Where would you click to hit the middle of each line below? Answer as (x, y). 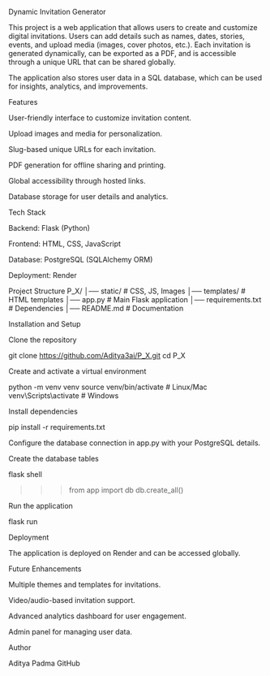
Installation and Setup (45, 324)
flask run (23, 522)
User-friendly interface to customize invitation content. (100, 118)
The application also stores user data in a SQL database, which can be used (135, 78)
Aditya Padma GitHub (45, 663)
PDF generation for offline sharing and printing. (87, 165)
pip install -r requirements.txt (57, 427)
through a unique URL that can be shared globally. (92, 62)
